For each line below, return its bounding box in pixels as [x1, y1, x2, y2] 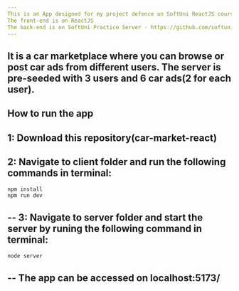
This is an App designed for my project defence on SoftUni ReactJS [7, 10, 215, 18]
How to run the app [7, 107, 94, 120]
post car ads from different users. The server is [7, 61, 221, 73]
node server [7, 253, 43, 260]
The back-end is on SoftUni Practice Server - [7, 23, 148, 31]
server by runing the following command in [7, 222, 203, 235]
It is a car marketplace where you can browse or [7, 50, 225, 62]
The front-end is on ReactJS [7, 17, 94, 24]
